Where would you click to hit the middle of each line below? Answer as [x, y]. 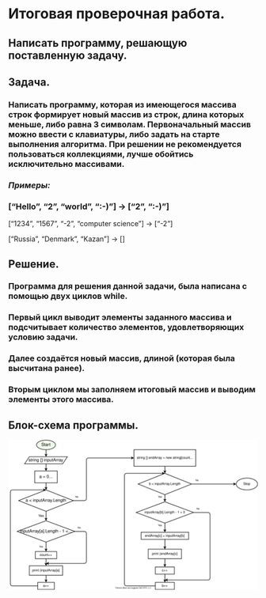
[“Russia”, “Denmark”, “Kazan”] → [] [66, 239]
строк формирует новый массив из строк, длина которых [126, 114]
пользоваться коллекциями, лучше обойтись [101, 153]
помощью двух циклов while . [68, 296]
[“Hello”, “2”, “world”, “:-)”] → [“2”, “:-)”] [89, 206]
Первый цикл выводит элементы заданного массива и [120, 317]
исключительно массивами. [66, 164]
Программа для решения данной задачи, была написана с [128, 286]
